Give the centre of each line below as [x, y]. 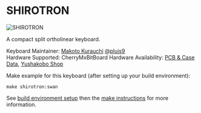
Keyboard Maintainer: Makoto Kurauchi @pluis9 [66, 51]
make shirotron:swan [32, 87]
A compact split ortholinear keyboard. [53, 39]
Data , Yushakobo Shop [35, 64]
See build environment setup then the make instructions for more [87, 98]
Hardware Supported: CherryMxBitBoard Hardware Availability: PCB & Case [100, 57]
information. [21, 104]
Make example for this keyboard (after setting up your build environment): [98, 75]
